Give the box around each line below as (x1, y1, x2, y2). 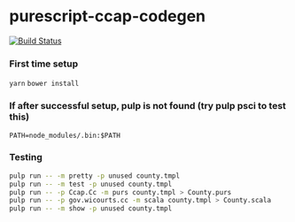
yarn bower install (9, 80, 80, 88)
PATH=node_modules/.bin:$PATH (9, 131, 121, 140)
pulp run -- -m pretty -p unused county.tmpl (9, 171, 180, 180)
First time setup (9, 57, 79, 70)
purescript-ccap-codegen (9, 6, 206, 27)
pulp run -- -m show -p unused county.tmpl (9, 204, 173, 213)
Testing (9, 151, 43, 164)
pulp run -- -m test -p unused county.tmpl (9, 180, 173, 188)
